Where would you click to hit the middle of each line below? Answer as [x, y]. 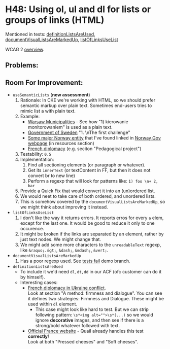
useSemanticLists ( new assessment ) [51, 95]
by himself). [32, 277]
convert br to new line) [51, 176]
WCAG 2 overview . [25, 49]
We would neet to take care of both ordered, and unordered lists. [88, 196]
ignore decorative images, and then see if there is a [90, 320]
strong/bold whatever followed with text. [78, 326]
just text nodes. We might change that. [61, 239]
